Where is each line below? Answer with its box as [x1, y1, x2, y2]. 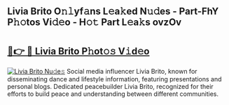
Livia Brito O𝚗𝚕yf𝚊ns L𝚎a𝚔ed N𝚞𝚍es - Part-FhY [7, 6, 219, 17]
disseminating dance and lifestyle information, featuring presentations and [7, 75, 222, 83]
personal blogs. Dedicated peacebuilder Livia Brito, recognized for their [7, 83, 214, 90]
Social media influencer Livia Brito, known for [66, 67, 197, 75]
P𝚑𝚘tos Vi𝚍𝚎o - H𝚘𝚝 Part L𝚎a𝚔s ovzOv [7, 17, 182, 29]
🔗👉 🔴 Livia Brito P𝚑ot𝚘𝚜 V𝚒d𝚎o [7, 45, 150, 57]
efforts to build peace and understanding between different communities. [7, 90, 219, 98]
